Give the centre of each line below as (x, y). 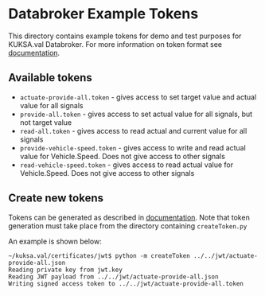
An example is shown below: (55, 241)
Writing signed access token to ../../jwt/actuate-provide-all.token (126, 283)
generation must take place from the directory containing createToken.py (128, 226)
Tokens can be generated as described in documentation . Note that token (129, 217)
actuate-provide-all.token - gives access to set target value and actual (138, 97)
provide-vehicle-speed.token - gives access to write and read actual (133, 147)
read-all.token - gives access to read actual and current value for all (133, 130)
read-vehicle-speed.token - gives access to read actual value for (126, 165)
